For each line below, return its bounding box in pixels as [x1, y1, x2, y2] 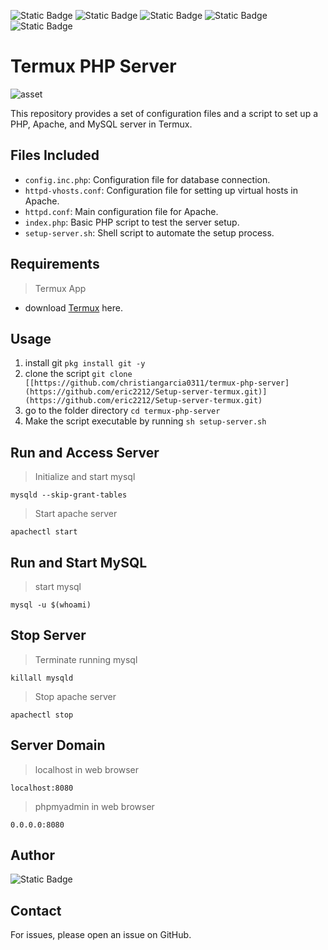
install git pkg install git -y [24, 357, 146, 369]
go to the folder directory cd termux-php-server [24, 405, 221, 417]
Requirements [10, 256, 100, 273]
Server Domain [10, 737, 106, 754]
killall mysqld [10, 673, 74, 683]
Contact [10, 902, 62, 919]
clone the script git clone [24, 368, 133, 380]
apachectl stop [10, 710, 74, 720]
